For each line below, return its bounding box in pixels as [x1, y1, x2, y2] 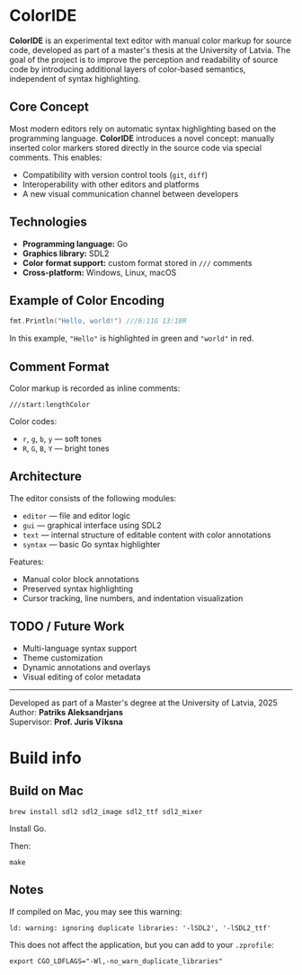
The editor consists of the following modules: [9, 492, 177, 503]
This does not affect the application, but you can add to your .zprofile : [9, 939, 274, 950]
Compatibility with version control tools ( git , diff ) [22, 169, 209, 180]
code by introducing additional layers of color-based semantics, [9, 64, 246, 75]
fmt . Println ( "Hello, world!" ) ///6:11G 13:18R [9, 316, 187, 326]
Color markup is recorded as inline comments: [9, 383, 181, 394]
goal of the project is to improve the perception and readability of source [9, 54, 279, 65]
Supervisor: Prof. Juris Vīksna [9, 716, 123, 727]
